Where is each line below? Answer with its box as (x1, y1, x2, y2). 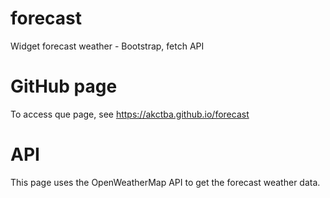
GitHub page (10, 75, 118, 98)
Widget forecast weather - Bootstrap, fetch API (10, 40, 205, 52)
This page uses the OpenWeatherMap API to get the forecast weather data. (10, 176, 321, 188)
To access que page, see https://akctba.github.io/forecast (10, 108, 250, 120)
